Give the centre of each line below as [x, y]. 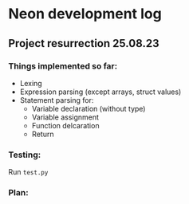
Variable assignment [65, 117]
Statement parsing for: [57, 100]
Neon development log [85, 14]
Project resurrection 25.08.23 [84, 43]
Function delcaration [65, 125]
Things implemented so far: [63, 66]
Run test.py [28, 172]
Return [43, 134]
